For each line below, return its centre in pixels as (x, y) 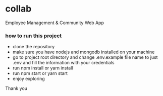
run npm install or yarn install (43, 68)
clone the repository (34, 47)
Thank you (16, 88)
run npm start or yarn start (40, 73)
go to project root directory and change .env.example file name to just (85, 57)
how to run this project (34, 36)
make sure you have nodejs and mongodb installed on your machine (84, 52)
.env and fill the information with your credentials (63, 63)
